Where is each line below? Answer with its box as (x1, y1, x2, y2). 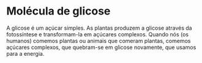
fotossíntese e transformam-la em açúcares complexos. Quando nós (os (6, 30, 189, 38)
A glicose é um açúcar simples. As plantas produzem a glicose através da (6, 24, 192, 31)
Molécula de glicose (6, 4, 111, 18)
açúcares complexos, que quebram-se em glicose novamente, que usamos (6, 44, 196, 51)
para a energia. (6, 50, 45, 57)
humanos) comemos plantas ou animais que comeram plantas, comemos (6, 37, 191, 44)
